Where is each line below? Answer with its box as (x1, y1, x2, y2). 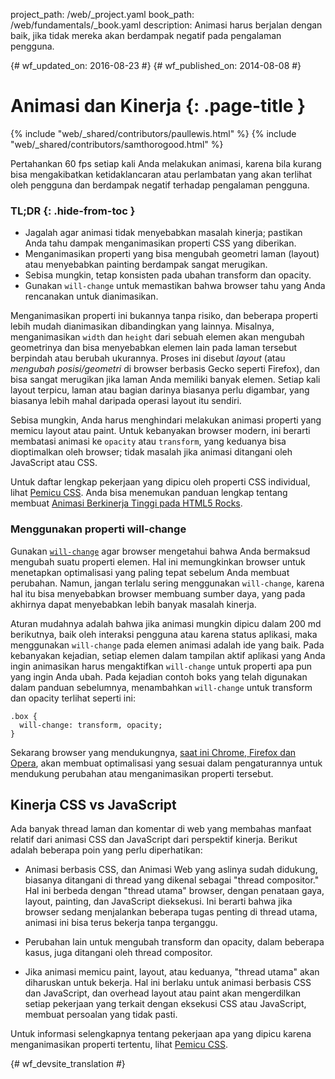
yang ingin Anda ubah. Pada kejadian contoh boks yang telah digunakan (10, 670, 308, 683)
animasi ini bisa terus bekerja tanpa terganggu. (24, 917, 218, 929)
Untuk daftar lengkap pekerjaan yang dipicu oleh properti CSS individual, (10, 476, 311, 488)
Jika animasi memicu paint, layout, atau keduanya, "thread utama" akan (24, 966, 320, 978)
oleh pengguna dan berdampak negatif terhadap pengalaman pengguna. (10, 179, 310, 191)
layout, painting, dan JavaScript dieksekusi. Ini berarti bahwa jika (24, 895, 293, 908)
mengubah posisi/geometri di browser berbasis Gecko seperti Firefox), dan (10, 363, 321, 375)
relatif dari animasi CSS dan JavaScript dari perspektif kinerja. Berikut (10, 834, 298, 846)
